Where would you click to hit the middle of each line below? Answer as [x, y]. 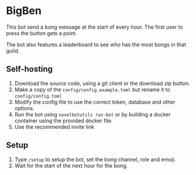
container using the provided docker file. [63, 121]
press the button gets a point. [42, 33]
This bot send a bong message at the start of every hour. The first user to [94, 27]
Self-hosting [30, 69]
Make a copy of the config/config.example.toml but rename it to [92, 90]
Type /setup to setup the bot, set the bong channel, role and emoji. [95, 159]
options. [24, 108]
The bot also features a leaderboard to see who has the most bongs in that [96, 44]
